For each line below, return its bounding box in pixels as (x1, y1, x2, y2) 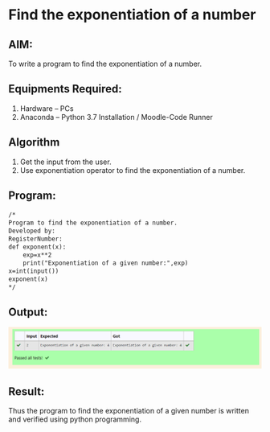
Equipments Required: (8, 82, 122, 96)
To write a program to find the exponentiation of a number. (8, 59, 202, 68)
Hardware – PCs (19, 103, 74, 113)
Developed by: (8, 227, 56, 235)
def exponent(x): (8, 243, 67, 251)
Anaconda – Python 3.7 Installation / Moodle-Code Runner (19, 112, 213, 121)
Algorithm (8, 135, 60, 150)
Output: (8, 305, 48, 319)
